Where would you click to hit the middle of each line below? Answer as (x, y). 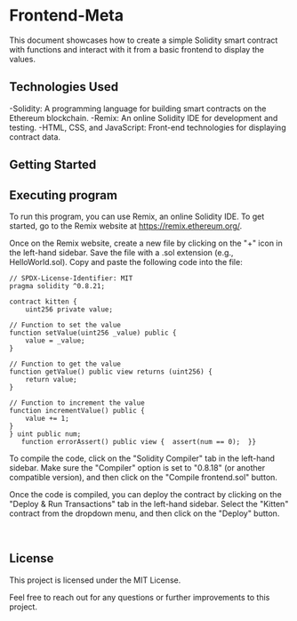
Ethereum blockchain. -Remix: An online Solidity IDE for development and (144, 117)
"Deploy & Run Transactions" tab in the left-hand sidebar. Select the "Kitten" (149, 504)
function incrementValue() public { (77, 410)
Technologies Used (64, 87)
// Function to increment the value (77, 403)
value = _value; (56, 340)
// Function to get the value (65, 364)
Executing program (64, 195)
